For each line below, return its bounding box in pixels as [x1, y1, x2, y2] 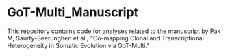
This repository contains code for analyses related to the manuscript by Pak [7, 27, 221, 35]
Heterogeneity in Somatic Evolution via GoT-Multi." [7, 41, 150, 49]
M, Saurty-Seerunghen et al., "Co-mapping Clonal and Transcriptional [7, 34, 204, 42]
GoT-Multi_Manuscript [7, 5, 139, 20]
